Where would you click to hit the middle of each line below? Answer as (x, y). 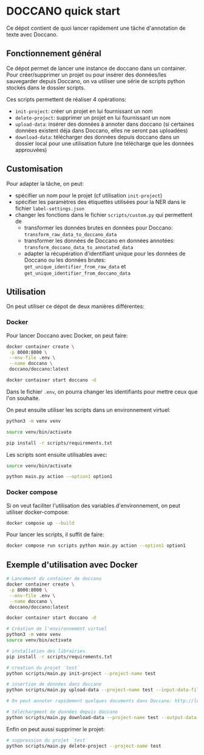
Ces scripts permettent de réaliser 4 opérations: (66, 99)
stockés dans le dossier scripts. (46, 87)
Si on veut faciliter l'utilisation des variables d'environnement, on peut (93, 505)
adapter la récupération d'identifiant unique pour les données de (105, 253)
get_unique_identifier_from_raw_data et (75, 266)
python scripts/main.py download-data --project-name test (83, 717)
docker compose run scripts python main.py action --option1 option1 (96, 546)
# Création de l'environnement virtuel (57, 629)
